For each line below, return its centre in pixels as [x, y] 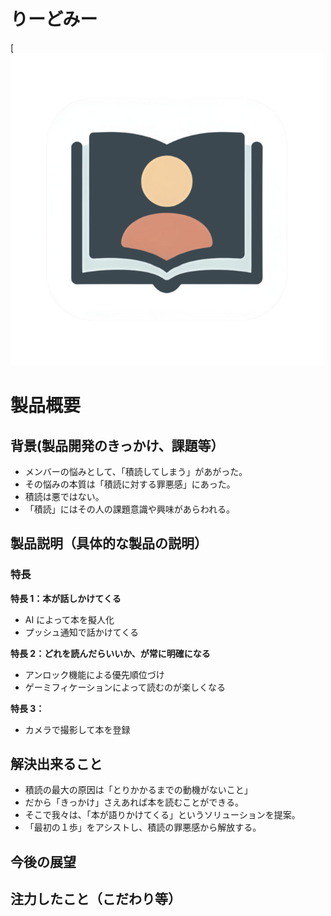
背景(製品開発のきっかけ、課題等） [117, 445]
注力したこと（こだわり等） [96, 899]
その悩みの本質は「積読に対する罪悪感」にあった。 [130, 484]
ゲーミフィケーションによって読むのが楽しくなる [125, 687]
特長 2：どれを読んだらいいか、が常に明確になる [110, 653]
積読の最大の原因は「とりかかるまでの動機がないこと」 [138, 790]
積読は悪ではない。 [64, 496]
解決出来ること [56, 764]
